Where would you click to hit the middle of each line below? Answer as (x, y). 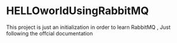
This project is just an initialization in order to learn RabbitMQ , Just (88, 27)
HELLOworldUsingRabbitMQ (77, 11)
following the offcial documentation (50, 33)
